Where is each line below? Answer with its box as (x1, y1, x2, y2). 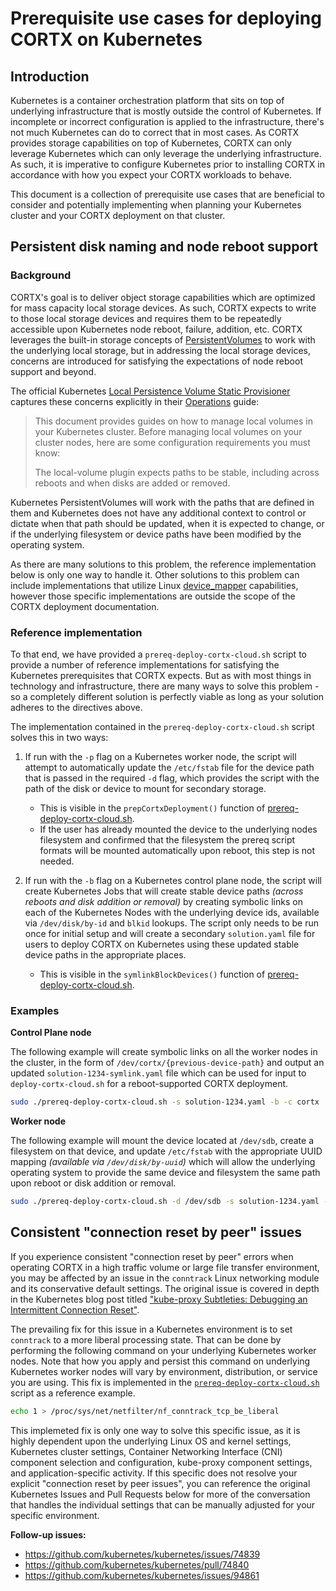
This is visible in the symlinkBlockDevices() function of (39, 968, 266, 980)
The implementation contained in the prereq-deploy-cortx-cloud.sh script (10, 720, 315, 732)
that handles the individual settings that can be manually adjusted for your (10, 1498, 316, 1511)
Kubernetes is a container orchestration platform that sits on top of (10, 95, 285, 106)
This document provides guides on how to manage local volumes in (34, 415, 313, 427)
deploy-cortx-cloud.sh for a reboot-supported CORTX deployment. (10, 1078, 289, 1090)
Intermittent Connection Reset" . (10, 1303, 140, 1316)
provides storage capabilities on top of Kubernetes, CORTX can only (10, 137, 292, 149)
